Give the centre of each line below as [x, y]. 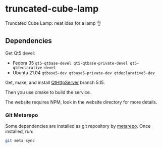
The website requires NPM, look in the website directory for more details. [81, 102]
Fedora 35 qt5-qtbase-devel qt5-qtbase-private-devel [70, 63]
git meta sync [20, 141]
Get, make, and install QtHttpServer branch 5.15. [55, 82]
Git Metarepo [22, 115]
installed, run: [19, 131]
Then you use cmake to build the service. [48, 92]
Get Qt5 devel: [20, 53]
